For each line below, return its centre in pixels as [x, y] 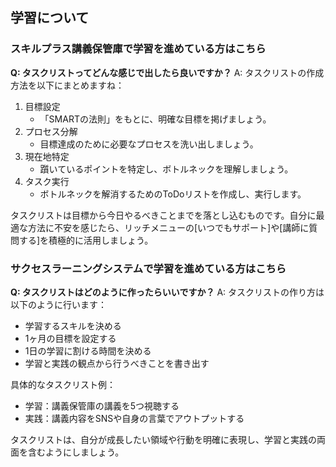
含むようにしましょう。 [76, 452]
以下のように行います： [58, 304]
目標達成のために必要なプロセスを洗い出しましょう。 [149, 144]
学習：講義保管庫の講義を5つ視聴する [102, 405]
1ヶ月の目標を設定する [70, 338]
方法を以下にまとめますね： [67, 85]
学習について [50, 18]
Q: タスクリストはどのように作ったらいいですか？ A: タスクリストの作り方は [167, 292]
